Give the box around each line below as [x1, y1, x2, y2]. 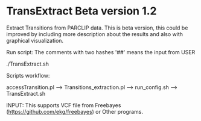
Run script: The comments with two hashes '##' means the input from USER [6, 48, 196, 55]
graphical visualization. [6, 37, 64, 44]
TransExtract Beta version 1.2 [6, 4, 157, 18]
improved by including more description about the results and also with [6, 30, 183, 37]
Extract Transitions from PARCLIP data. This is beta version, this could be [6, 24, 188, 31]
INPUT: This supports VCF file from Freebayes [6, 101, 121, 109]
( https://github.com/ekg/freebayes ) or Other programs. [6, 108, 144, 115]
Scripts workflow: [6, 72, 50, 79]
